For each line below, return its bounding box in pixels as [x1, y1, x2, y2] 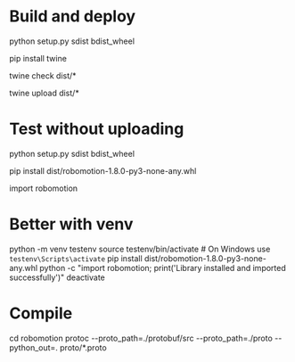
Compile [9, 303, 73, 323]
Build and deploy [9, 6, 136, 27]
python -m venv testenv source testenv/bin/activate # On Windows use [9, 243, 271, 254]
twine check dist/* [9, 70, 78, 81]
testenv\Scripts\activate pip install [9, 252, 143, 264]
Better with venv [9, 214, 134, 234]
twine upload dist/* [9, 87, 80, 98]
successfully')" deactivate [9, 272, 105, 283]
